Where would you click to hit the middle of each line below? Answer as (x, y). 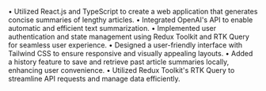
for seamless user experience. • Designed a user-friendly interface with (125, 45)
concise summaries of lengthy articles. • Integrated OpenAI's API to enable (131, 20)
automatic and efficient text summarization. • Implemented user (112, 28)
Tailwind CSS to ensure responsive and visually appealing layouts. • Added (131, 53)
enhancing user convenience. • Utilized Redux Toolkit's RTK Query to (122, 70)
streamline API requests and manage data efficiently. (94, 79)
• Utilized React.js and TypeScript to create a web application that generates (133, 11)
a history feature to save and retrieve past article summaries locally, (119, 62)
